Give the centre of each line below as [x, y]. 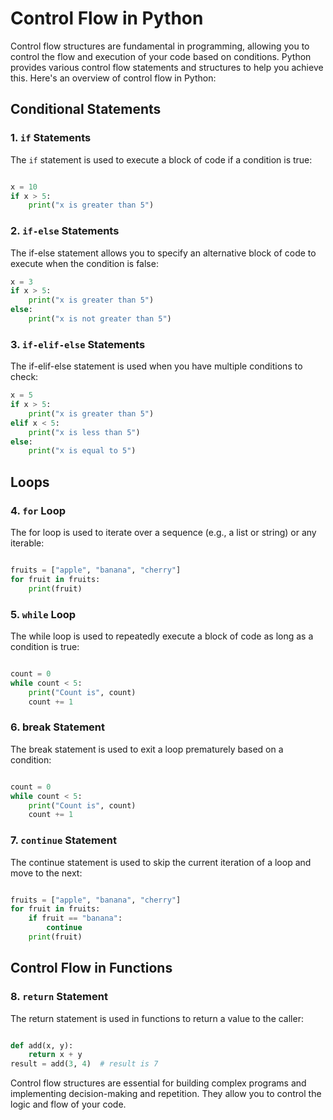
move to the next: [46, 873]
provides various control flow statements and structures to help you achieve [167, 67]
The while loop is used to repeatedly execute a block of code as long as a [162, 636]
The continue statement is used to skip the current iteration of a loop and [161, 862]
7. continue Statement [63, 840]
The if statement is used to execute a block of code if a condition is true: [161, 159]
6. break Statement [58, 727]
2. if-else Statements [65, 231]
